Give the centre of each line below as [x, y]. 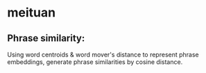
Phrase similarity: [46, 38]
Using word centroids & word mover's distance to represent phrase [103, 54]
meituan [32, 13]
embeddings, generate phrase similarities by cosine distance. [95, 62]
